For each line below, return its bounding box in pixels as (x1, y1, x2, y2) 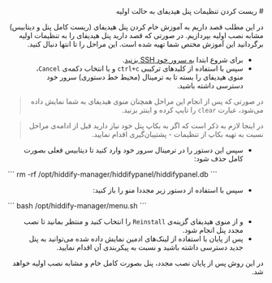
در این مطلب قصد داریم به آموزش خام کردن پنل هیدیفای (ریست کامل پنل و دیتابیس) (9, 22, 264, 32)
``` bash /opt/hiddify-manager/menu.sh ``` (7, 201, 147, 210)
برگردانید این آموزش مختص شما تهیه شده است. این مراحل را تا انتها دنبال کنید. (27, 39, 264, 49)
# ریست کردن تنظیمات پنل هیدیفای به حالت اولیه (115, 6, 264, 15)
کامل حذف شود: (193, 154, 244, 163)
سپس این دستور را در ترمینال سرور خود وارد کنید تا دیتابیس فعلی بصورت (23, 145, 244, 155)
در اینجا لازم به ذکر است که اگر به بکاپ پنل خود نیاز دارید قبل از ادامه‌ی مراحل (28, 121, 264, 131)
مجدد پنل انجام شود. (182, 225, 244, 234)
